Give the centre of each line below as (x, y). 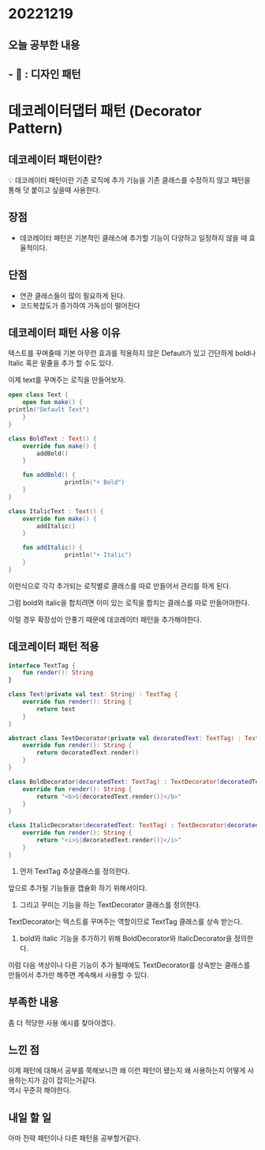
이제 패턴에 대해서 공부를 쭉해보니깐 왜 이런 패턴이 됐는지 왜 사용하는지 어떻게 (127, 1071)
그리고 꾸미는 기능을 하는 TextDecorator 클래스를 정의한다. (110, 904)
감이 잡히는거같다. (69, 1080)
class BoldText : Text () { (52, 439)
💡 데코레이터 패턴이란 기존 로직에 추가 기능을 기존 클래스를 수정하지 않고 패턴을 (129, 180)
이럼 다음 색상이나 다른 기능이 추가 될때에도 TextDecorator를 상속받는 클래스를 (129, 965)
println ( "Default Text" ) (49, 410)
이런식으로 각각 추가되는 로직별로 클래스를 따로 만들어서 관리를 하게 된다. (119, 585)
